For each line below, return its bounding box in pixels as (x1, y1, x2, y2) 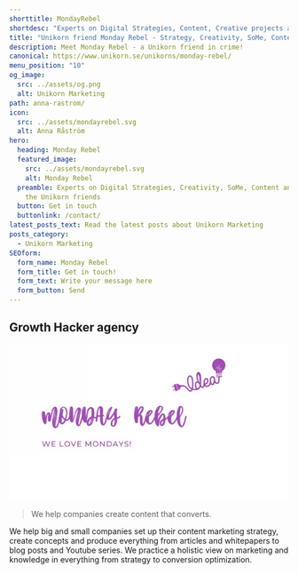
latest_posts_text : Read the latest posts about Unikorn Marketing (9, 220, 264, 230)
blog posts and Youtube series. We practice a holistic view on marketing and (9, 545, 289, 555)
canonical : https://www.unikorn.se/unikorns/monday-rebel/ (9, 52, 232, 61)
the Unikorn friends (25, 192, 101, 202)
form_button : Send (17, 286, 86, 295)
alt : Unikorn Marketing (17, 89, 105, 98)
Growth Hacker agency (9, 320, 139, 335)
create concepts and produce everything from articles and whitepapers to (9, 536, 279, 546)
